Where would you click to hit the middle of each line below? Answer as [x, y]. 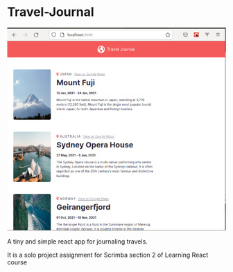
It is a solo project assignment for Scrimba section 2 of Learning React [108, 255]
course [17, 262]
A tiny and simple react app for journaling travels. [77, 242]
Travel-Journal [51, 12]
